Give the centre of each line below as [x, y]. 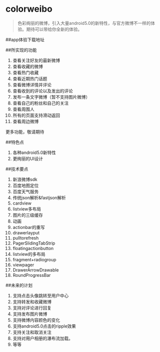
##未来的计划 [19, 285]
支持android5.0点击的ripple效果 [44, 326]
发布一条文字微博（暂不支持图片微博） [51, 97]
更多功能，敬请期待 [25, 132]
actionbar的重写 [29, 227]
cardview [22, 203]
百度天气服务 [25, 191]
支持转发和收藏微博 [32, 302]
